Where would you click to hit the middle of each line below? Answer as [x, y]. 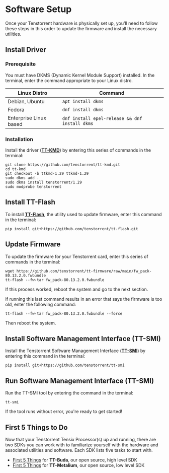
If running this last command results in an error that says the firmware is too [84, 299]
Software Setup [38, 9]
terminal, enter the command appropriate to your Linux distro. [69, 80]
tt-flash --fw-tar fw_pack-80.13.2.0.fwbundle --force [64, 313]
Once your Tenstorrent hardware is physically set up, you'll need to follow [82, 23]
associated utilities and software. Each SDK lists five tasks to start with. [79, 450]
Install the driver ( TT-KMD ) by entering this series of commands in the [78, 150]
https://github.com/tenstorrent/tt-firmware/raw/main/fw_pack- [84, 271]
